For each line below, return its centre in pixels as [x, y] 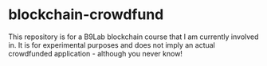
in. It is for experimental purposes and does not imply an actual [112, 45]
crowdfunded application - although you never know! [96, 53]
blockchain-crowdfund [86, 15]
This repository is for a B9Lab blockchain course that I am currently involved [133, 37]
